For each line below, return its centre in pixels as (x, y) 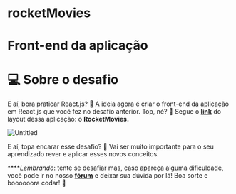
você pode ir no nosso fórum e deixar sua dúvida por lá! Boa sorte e (108, 176)
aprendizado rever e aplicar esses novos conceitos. (83, 154)
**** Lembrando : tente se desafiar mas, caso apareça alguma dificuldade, (116, 168)
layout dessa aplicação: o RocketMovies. (68, 119)
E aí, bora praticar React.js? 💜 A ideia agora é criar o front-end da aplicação (118, 104)
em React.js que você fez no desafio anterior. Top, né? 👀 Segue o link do (114, 112)
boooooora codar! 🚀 (37, 183)
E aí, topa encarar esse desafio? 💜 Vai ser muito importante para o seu (111, 146)
